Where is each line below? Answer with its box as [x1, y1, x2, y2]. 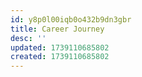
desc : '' [10, 33, 47, 43]
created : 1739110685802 [10, 52, 110, 62]
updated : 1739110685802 [10, 42, 110, 53]
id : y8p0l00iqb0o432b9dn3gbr [10, 14, 132, 25]
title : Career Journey [10, 24, 105, 34]
